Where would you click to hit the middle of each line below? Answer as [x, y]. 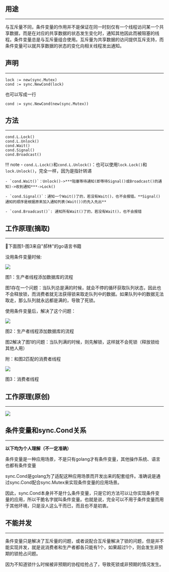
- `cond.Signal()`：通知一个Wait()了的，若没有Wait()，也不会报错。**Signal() [83, 197]
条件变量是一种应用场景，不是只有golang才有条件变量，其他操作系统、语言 [83, 459]
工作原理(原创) [28, 396]
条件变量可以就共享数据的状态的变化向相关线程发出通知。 [65, 46]
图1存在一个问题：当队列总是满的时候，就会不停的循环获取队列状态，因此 [81, 288]
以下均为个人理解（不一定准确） [38, 448]
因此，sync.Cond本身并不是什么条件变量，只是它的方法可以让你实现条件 [80, 493]
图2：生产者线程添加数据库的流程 [40, 331]
